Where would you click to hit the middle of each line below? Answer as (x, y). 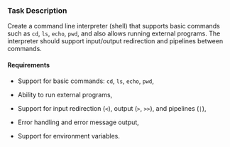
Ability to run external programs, (65, 94)
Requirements (29, 65)
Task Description (37, 11)
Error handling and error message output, (78, 122)
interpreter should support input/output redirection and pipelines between (115, 41)
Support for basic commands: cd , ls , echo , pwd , (86, 81)
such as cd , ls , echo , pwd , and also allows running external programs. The (114, 33)
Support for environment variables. (69, 136)
